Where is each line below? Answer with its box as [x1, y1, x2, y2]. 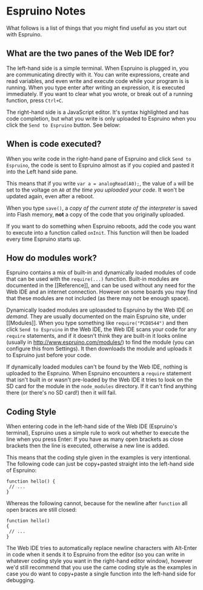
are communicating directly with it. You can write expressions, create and [6, 71, 190, 78]
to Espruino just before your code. [6, 352, 92, 359]
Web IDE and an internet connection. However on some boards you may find [6, 288, 198, 295]
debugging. [6, 577, 35, 584]
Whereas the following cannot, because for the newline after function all [6, 500, 188, 507]
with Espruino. [6, 30, 42, 38]
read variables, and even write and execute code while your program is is [6, 77, 190, 84]
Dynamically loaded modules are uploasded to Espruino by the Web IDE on [6, 306, 193, 313]
